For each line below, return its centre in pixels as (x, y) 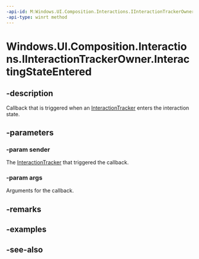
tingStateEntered (49, 71)
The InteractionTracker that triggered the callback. (68, 162)
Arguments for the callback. (40, 191)
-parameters (30, 132)
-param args (24, 178)
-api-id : (17, 12)
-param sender (28, 149)
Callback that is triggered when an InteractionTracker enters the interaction (98, 108)
